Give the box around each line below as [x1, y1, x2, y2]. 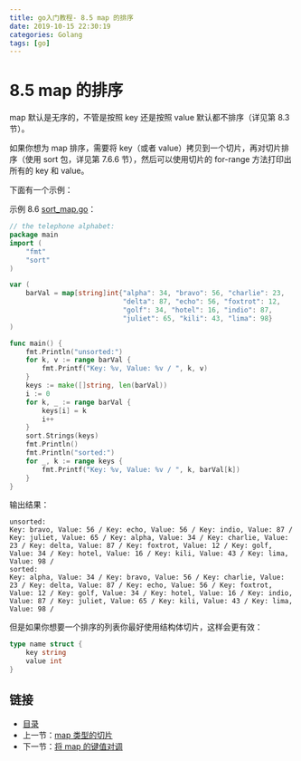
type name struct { [9, 640, 83, 649]
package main [9, 230, 59, 240]
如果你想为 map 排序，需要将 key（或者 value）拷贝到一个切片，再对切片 [9, 142, 282, 154]
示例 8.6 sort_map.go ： [9, 204, 97, 215]
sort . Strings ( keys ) [25, 431, 99, 440]
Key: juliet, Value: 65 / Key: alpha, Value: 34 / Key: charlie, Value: [9, 534, 289, 543]
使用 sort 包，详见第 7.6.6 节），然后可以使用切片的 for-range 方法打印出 [24, 154, 292, 165]
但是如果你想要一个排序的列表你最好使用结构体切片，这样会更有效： [9, 621, 263, 632]
